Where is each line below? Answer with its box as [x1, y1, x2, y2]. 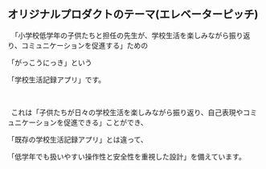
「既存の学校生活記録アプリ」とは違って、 [7, 134, 148, 144]
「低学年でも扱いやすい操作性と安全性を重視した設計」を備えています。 [7, 151, 246, 161]
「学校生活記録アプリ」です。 [7, 75, 106, 84]
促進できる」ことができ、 [63, 117, 148, 127]
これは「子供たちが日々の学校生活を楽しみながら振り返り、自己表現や [10, 107, 243, 117]
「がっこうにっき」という [7, 57, 92, 67]
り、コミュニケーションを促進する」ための [7, 40, 149, 50]
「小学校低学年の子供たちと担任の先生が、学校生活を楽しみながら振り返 [10, 31, 251, 40]
